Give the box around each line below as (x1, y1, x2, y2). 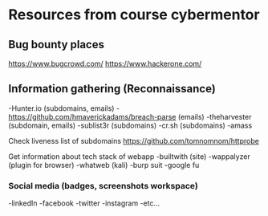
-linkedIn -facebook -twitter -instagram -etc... (8, 198, 160, 208)
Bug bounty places (8, 38, 104, 51)
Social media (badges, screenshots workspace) (8, 180, 198, 191)
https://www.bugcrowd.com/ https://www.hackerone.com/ (8, 59, 202, 68)
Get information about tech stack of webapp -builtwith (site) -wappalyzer (8, 151, 250, 161)
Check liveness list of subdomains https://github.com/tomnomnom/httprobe (8, 136, 259, 145)
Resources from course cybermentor (8, 6, 260, 24)
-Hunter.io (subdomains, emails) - (8, 103, 120, 113)
